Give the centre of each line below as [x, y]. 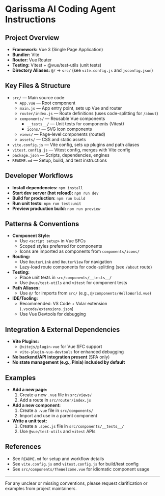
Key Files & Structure [38, 86]
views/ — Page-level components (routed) [62, 134]
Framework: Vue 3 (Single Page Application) [57, 49]
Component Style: [31, 236]
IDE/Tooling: [25, 298]
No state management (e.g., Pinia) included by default [69, 362]
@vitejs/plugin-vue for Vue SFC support [61, 347]
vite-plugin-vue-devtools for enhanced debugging [72, 352]
